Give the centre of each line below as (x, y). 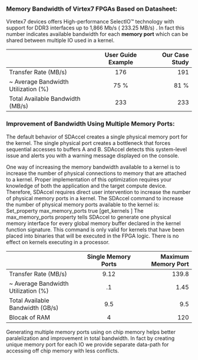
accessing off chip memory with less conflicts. (63, 351)
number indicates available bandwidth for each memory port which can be (97, 34)
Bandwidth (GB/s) (34, 308)
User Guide (121, 55)
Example (121, 62)
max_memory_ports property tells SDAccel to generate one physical (89, 217)
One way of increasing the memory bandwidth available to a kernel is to (93, 167)
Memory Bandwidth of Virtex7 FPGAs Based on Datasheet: (92, 9)
